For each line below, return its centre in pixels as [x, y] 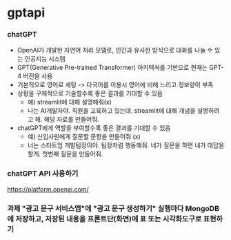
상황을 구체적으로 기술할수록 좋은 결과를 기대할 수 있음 [90, 93]
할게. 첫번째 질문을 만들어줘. [65, 154]
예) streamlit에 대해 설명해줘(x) [70, 102]
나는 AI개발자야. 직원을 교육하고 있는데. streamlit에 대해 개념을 [111, 111]
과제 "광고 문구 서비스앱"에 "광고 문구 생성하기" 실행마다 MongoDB [113, 208]
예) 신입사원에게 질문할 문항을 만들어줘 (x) [84, 137]
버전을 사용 [38, 76]
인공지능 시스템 [45, 59]
